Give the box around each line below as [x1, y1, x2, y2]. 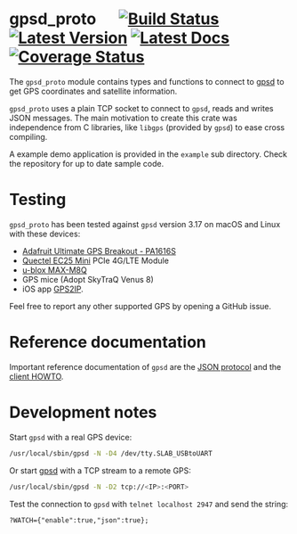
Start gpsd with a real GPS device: [9, 431, 132, 442]
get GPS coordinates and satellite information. [9, 86, 178, 96]
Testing [9, 190, 67, 209]
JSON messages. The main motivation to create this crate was [9, 112, 237, 123]
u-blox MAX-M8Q [21, 264, 87, 275]
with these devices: [9, 228, 81, 239]
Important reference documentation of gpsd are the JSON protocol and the [9, 361, 282, 372]
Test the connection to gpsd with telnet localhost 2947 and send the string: [9, 498, 289, 509]
